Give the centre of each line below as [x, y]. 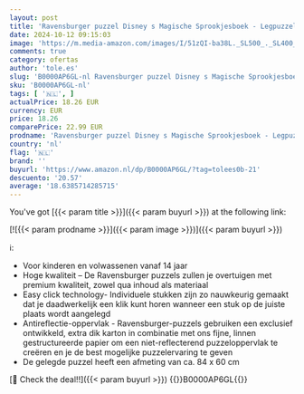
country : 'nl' [36, 144]
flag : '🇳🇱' [32, 152]
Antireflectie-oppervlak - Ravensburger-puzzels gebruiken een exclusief [157, 323]
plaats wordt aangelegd [66, 314]
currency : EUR [36, 111]
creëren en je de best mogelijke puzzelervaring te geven [128, 352]
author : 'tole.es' [44, 69]
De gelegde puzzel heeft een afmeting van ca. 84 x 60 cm [131, 362]
